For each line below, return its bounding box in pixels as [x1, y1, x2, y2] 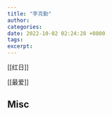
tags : [7, 36, 23, 43]
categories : [7, 23, 42, 30]
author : [7, 17, 30, 24]
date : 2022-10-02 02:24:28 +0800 [7, 29, 106, 37]
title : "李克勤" [7, 10, 52, 18]
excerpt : [7, 43, 33, 50]
